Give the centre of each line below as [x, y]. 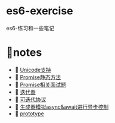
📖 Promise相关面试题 [41, 84]
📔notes [24, 53]
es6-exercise [40, 11]
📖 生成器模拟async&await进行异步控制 [62, 107]
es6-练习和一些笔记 [30, 28]
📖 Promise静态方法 [38, 77]
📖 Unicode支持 [33, 70]
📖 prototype [29, 113]
